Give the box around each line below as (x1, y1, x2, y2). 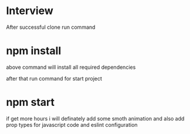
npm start (6, 96, 55, 109)
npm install (6, 44, 62, 58)
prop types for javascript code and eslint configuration (6, 121, 138, 128)
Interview (6, 4, 54, 18)
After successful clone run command (6, 24, 96, 31)
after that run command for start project (6, 75, 103, 82)
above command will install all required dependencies (6, 63, 136, 71)
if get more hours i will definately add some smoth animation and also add (6, 115, 185, 122)
